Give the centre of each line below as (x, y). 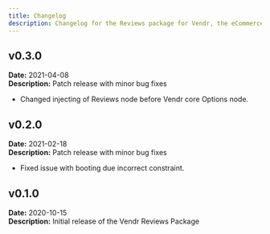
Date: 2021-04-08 (39, 75)
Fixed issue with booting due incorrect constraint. (102, 168)
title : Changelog (37, 16)
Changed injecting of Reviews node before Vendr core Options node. (134, 99)
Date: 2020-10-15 (38, 212)
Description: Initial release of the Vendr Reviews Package (104, 221)
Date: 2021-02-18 (38, 144)
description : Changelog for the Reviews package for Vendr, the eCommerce (136, 23)
